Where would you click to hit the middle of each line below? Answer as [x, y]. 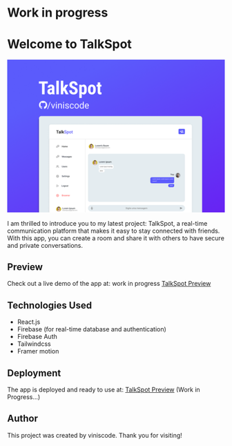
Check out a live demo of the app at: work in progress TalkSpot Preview [109, 284]
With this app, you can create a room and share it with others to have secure [116, 238]
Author [22, 419]
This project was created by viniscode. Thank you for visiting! [95, 435]
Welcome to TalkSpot [70, 45]
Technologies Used [49, 305]
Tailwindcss [34, 344]
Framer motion [38, 351]
